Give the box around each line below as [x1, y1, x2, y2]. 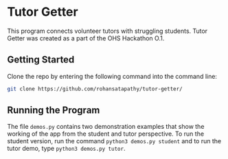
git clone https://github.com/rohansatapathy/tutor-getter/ [7, 85, 183, 93]
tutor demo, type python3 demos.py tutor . [7, 145, 126, 153]
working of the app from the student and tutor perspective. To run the [7, 130, 205, 138]
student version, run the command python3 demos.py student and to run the [7, 137, 222, 145]
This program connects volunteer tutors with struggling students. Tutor [7, 27, 208, 35]
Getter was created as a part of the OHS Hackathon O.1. [7, 34, 165, 42]
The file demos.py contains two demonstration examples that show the [7, 123, 205, 131]
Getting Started [7, 54, 75, 66]
